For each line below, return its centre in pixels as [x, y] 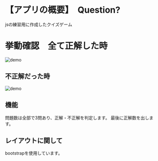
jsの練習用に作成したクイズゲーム [39, 24]
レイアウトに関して [34, 140]
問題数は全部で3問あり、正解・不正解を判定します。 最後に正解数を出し [77, 118]
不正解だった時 [28, 76]
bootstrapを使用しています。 [34, 153]
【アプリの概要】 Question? [63, 10]
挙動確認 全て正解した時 [57, 46]
